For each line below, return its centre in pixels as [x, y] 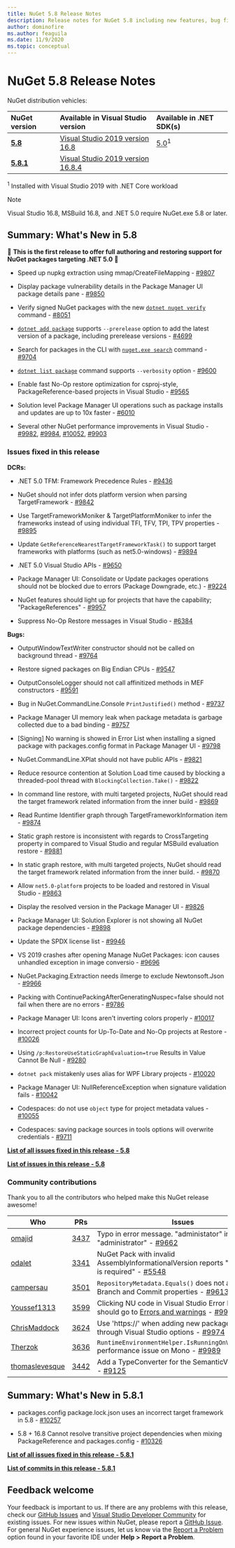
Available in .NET [185, 118]
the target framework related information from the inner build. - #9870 [119, 872]
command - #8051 [44, 315]
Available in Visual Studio [103, 118]
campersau [29, 1287]
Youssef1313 [33, 1307]
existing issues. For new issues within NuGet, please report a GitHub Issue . [115, 1522]
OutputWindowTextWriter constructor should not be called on [106, 648]
